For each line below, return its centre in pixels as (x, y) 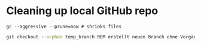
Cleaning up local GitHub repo (82, 11)
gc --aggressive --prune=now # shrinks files (64, 27)
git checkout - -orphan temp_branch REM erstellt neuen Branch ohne (92, 37)
